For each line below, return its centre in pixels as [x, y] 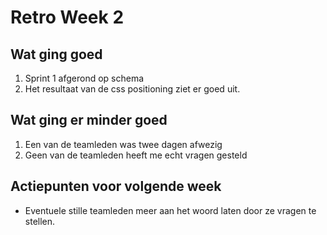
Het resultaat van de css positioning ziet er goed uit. [132, 89]
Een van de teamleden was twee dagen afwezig [123, 144]
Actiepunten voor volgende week [116, 186]
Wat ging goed [56, 54]
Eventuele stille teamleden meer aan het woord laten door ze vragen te [170, 210]
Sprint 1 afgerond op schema [84, 78]
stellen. [40, 221]
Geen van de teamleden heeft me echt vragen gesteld [136, 155]
